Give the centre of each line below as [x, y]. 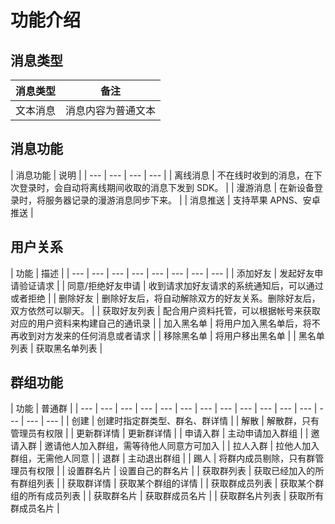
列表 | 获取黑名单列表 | [56, 348]
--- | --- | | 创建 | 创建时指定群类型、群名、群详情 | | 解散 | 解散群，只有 [173, 421]
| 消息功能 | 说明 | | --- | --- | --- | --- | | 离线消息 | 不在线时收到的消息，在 [162, 175]
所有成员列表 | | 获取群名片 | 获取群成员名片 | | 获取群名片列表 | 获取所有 [176, 496]
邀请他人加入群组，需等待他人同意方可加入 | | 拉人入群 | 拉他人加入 [182, 446]
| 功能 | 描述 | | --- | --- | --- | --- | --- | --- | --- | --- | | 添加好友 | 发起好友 [162, 273]
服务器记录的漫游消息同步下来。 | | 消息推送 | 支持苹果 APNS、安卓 [182, 200]
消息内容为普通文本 [111, 110]
